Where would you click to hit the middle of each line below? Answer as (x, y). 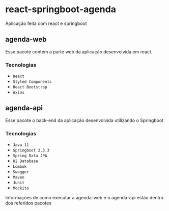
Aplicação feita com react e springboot (46, 23)
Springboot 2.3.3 (31, 150)
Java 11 (21, 145)
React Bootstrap (30, 87)
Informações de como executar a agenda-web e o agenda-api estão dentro (84, 198)
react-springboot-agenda (61, 9)
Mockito (21, 188)
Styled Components (32, 82)
